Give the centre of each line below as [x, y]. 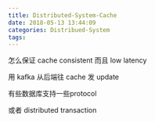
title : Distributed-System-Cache [63, 15]
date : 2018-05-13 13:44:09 [52, 23]
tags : [17, 37]
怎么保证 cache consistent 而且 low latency [77, 60]
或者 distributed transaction [52, 110]
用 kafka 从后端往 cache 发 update [64, 77]
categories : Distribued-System [59, 30]
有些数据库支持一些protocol [52, 94]
